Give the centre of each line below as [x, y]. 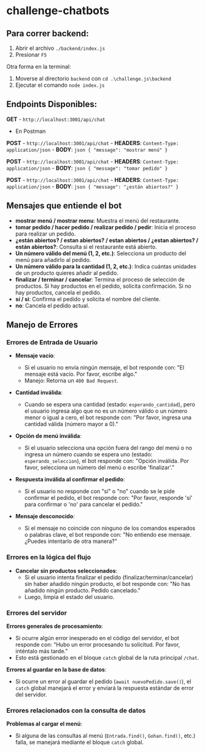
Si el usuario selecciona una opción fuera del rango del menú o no [108, 448]
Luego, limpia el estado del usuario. [69, 596]
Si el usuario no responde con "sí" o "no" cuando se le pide [99, 491]
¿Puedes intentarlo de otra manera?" [71, 541]
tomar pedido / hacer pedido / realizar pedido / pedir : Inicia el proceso [106, 227]
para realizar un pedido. [45, 234]
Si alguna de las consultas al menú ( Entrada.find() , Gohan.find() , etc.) [105, 736]
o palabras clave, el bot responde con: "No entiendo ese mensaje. [108, 535]
